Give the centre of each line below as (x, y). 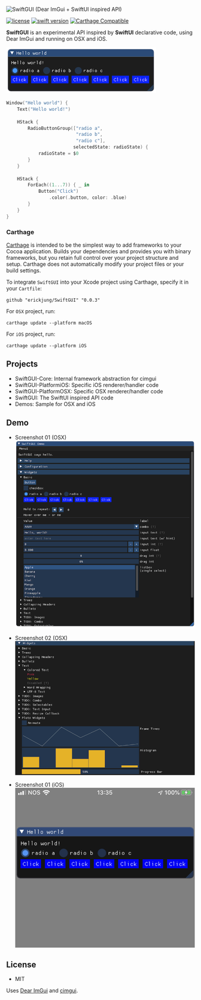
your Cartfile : (24, 288)
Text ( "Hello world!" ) (44, 109)
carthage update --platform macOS (49, 323)
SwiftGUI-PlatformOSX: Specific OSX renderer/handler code (89, 391)
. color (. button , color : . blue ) (88, 198)
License (21, 964)
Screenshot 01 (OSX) (41, 437)
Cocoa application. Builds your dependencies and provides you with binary (99, 251)
